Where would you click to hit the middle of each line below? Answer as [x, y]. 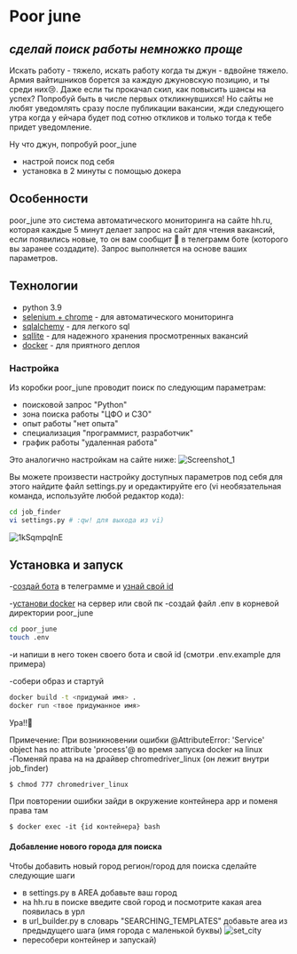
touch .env [29, 638]
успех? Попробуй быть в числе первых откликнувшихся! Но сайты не [141, 99]
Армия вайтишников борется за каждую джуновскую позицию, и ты [140, 80]
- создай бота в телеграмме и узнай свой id [92, 586]
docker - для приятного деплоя [81, 345]
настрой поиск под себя [68, 161]
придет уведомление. [51, 127]
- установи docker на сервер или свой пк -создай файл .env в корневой [144, 604]
